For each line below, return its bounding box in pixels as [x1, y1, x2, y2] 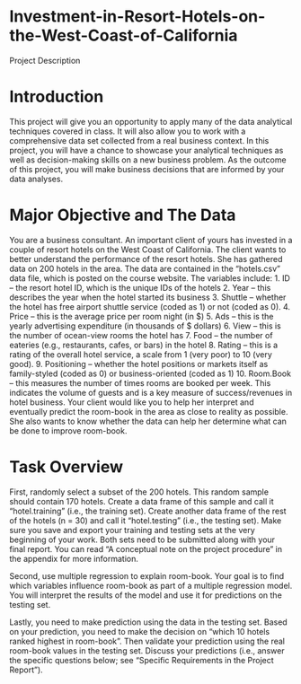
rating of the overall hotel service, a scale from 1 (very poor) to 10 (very [9, 348, 272, 360]
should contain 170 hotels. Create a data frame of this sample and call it [9, 495, 274, 506]
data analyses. [9, 173, 64, 184]
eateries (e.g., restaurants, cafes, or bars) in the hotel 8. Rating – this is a [9, 339, 279, 350]
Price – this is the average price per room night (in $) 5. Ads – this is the [9, 311, 274, 321]
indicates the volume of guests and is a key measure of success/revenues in [9, 387, 293, 398]
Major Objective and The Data [9, 205, 236, 225]
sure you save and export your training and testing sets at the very [9, 524, 256, 535]
